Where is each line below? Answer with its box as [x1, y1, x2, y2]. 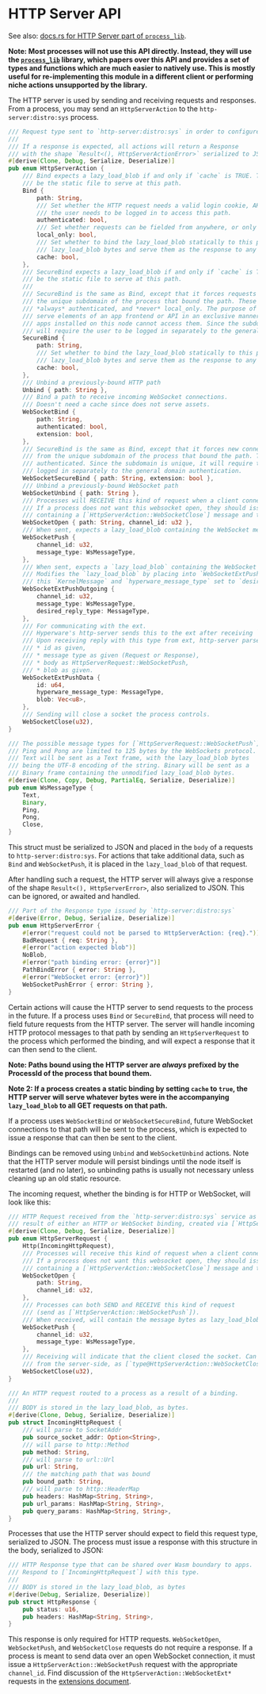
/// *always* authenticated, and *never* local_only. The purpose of [22, 305, 257, 313]
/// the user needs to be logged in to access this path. [36, 209, 232, 217]
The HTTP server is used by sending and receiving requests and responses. [8, 95, 256, 105]
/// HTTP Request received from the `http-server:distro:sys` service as [8, 1212, 257, 1220]
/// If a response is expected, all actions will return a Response [8, 142, 239, 151]
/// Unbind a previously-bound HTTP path [22, 378, 161, 386]
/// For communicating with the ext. [22, 622, 147, 630]
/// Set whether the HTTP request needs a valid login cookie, [36, 202, 249, 209]
